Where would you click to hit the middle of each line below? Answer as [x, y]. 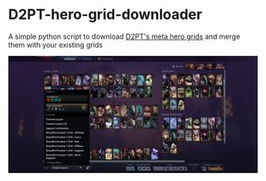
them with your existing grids [55, 44]
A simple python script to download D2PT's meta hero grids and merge [124, 36]
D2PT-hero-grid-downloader [105, 15]
